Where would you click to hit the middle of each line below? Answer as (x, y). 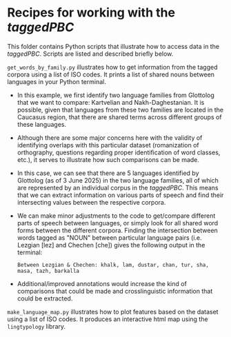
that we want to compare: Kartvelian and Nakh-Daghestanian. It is (111, 102)
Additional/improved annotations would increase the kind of (102, 283)
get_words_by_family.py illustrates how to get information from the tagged (112, 67)
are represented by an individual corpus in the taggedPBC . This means (118, 187)
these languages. (42, 124)
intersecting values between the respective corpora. (91, 202)
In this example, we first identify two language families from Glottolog (116, 95)
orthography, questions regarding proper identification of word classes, (119, 152)
